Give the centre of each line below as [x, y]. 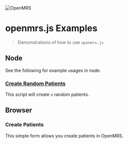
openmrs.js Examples [51, 29]
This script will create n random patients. [47, 94]
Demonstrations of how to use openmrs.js [60, 42]
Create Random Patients [35, 83]
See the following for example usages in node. [53, 70]
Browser [19, 110]
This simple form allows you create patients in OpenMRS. [65, 135]
